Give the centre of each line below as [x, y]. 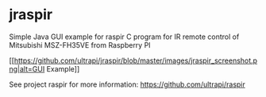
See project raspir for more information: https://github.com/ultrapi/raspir [127, 84]
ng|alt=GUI [27, 68]
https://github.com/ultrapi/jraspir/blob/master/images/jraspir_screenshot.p [135, 60]
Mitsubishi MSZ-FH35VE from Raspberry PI [80, 45]
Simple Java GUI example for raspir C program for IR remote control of [124, 37]
